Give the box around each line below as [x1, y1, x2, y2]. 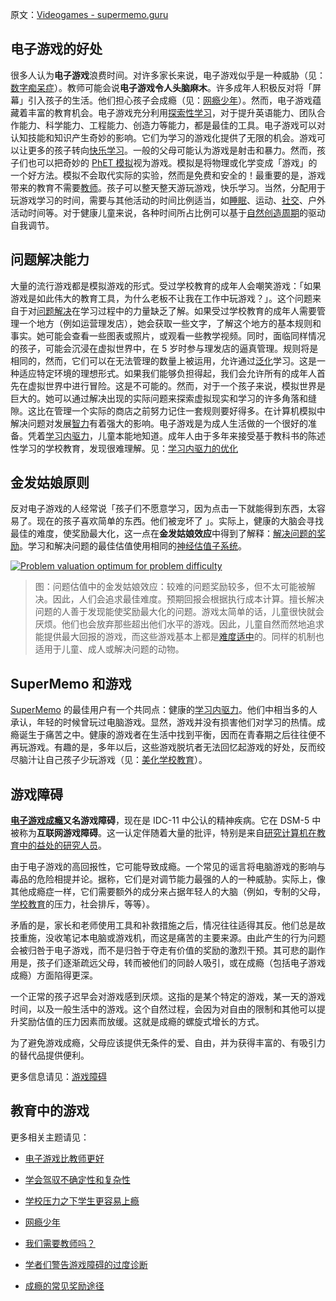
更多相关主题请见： [10, 1131, 90, 1143]
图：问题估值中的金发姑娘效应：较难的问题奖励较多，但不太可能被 [34, 581, 307, 593]
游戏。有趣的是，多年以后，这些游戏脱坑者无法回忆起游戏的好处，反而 [27, 741, 317, 753]
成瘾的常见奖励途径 [24, 1279, 105, 1292]
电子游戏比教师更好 [24, 1152, 105, 1164]
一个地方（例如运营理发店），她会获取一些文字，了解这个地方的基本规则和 [18, 317, 322, 329]
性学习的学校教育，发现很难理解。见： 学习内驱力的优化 [10, 442, 238, 454]
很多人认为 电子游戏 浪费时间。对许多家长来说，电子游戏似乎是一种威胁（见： [10, 69, 326, 81]
